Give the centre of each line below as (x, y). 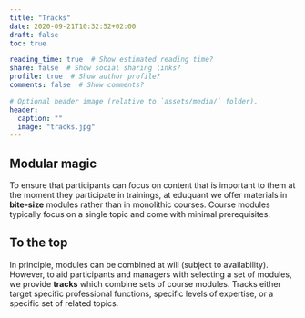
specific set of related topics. (64, 303)
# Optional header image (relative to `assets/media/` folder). (134, 101)
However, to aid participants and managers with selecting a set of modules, (151, 274)
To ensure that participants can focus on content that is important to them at (152, 185)
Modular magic (53, 163)
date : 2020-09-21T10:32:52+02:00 (73, 26)
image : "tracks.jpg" (56, 127)
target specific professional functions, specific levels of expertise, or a (142, 293)
